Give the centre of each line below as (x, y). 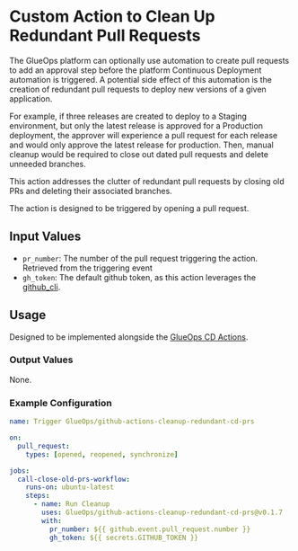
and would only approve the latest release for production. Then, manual (141, 145)
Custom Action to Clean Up (112, 17)
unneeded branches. (48, 164)
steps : (38, 496)
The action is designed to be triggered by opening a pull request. (129, 208)
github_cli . (41, 287)
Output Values (41, 360)
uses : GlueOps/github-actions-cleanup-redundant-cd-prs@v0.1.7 (162, 513)
